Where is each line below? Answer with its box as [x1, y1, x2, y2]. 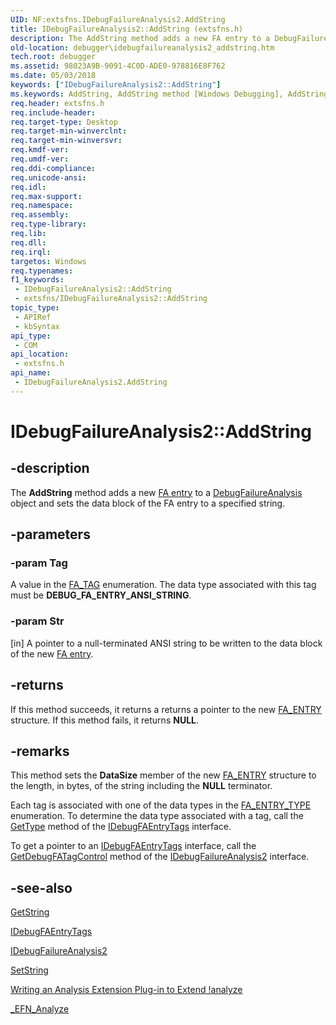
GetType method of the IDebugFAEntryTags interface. [10, 821, 232, 833]
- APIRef [14, 312, 52, 322]
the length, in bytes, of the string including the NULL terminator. [10, 780, 273, 792]
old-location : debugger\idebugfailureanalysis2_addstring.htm [10, 42, 275, 53]
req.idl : [10, 182, 47, 192]
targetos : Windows [10, 256, 87, 266]
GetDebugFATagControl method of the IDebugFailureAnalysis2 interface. [10, 851, 310, 863]
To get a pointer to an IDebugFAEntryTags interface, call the [10, 840, 257, 852]
